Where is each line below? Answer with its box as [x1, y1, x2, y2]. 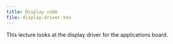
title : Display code [6, 8, 58, 15]
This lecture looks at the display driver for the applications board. [6, 31, 168, 38]
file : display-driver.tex [6, 14, 71, 20]
